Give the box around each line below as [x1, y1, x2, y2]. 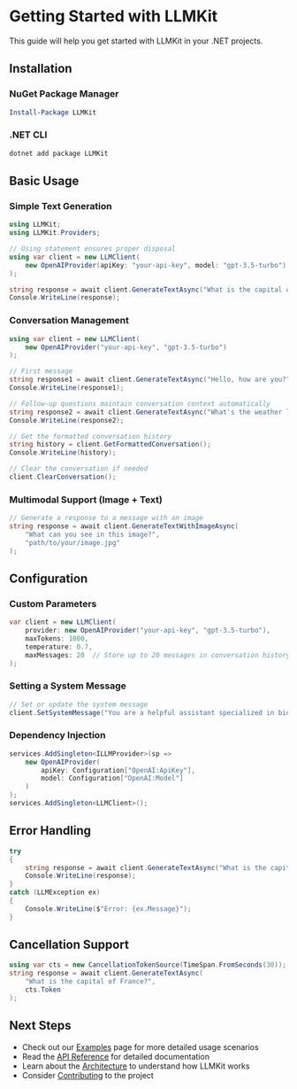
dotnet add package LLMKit [9, 149, 109, 158]
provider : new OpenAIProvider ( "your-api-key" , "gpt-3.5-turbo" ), [25, 626, 271, 635]
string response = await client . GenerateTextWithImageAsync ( [9, 522, 240, 531]
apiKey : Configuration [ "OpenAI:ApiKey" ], [41, 766, 196, 774]
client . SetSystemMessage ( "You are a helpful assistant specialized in [9, 708, 275, 717]
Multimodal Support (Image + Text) [9, 494, 164, 506]
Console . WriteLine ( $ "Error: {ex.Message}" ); [25, 904, 192, 914]
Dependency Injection [9, 729, 106, 742]
